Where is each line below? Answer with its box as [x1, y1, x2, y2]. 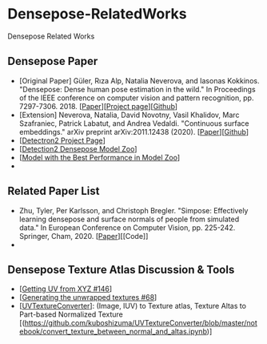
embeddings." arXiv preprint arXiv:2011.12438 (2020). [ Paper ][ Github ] [18, 127, 249, 136]
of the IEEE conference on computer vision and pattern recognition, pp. [18, 93, 254, 103]
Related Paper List [7, 184, 100, 198]
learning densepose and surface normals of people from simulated [18, 214, 240, 224]
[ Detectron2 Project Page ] [18, 136, 106, 145]
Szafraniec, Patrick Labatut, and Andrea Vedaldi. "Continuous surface [18, 118, 249, 128]
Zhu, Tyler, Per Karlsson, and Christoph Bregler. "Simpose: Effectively [18, 205, 249, 215]
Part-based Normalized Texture [18, 310, 123, 319]
